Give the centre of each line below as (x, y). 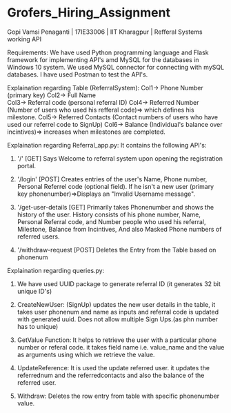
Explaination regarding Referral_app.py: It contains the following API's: (107, 145)
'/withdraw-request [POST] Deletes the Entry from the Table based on (117, 250)
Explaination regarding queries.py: (56, 270)
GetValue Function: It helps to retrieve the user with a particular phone (117, 340)
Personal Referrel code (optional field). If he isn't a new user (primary (115, 186)
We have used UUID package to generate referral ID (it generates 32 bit (119, 283)
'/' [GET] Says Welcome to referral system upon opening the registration (120, 158)
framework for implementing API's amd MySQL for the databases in (103, 59)
